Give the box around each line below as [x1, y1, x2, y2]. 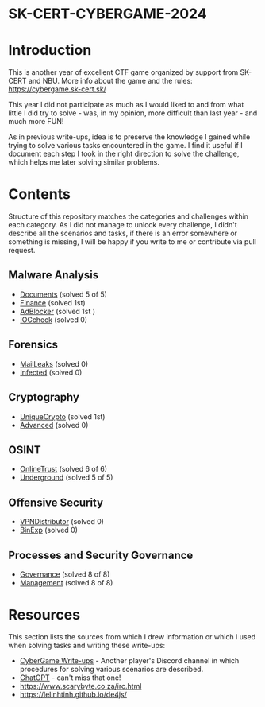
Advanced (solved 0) [19, 420, 89, 429]
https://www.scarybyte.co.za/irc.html [19, 681, 142, 690]
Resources [8, 606, 81, 624]
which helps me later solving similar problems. [8, 157, 160, 167]
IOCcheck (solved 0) [19, 315, 88, 324]
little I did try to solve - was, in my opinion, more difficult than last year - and [8, 108, 258, 118]
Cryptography [8, 390, 79, 404]
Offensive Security [8, 495, 104, 509]
